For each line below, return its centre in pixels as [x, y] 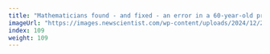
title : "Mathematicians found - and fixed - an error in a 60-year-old [131, 15]
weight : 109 [28, 38]
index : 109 [27, 30]
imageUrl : [25, 23]
